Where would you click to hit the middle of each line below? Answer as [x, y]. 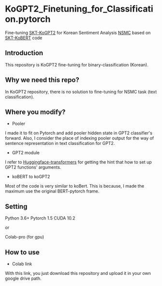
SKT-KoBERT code [24, 38]
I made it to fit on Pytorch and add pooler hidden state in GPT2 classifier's [79, 133]
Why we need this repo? [42, 80]
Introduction [24, 53]
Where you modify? [35, 112]
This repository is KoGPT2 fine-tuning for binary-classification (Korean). [77, 64]
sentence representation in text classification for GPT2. [60, 143]
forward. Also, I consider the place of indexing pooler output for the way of [80, 138]
